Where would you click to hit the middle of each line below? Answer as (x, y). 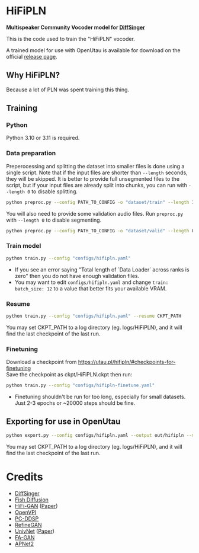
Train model (24, 246)
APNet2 (24, 544)
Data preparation (31, 154)
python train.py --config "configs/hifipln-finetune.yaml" (81, 386)
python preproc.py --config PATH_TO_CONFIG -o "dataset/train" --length (98, 202)
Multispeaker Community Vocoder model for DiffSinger (76, 27)
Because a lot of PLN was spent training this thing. (68, 89)
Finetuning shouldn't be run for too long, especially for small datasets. (100, 397)
